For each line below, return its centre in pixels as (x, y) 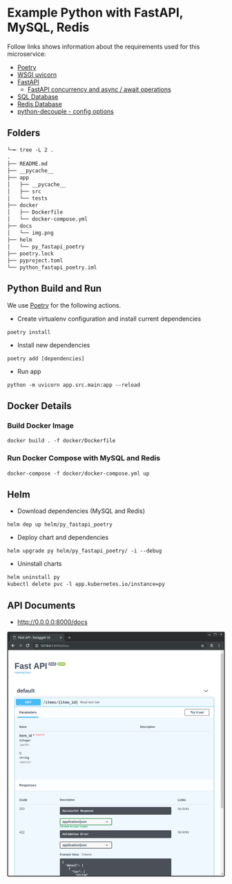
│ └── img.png (30, 233)
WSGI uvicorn (37, 75)
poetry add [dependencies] (46, 358)
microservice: (27, 54)
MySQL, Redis (48, 27)
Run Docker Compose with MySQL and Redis (84, 458)
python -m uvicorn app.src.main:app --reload (74, 385)
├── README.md (28, 164)
